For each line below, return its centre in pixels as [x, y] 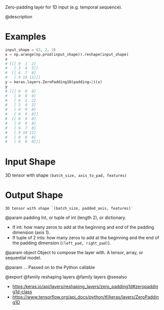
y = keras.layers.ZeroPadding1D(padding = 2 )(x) [54, 82]
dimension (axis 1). [31, 232]
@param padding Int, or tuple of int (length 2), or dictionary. [66, 218]
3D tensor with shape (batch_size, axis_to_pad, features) [66, 176]
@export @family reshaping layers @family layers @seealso [66, 277]
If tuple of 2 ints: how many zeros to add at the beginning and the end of [85, 238]
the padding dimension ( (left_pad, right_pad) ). [62, 243]
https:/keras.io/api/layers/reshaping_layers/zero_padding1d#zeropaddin [85, 287]
